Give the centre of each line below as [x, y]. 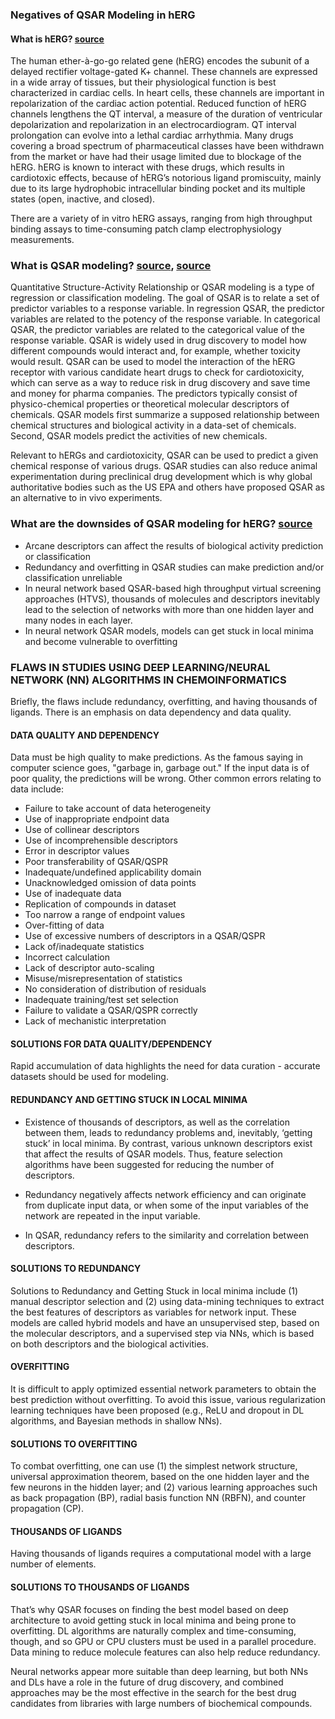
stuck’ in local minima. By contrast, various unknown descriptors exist [168, 1143]
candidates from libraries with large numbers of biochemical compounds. [161, 1703]
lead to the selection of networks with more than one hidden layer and [169, 609]
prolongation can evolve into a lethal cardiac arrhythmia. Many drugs [152, 135]
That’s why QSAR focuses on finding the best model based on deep [149, 1609]
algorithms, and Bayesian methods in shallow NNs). [116, 1421]
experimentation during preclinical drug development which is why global [161, 477]
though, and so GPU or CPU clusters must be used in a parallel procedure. [163, 1641]
